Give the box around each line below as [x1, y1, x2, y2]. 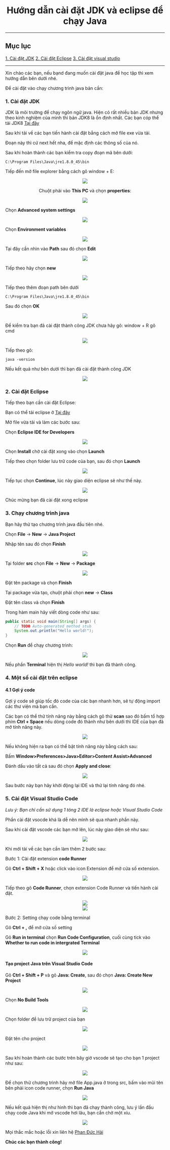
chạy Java [63, 15, 107, 27]
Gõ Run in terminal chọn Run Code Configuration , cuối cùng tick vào [5, 934, 151, 940]
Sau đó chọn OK [5, 303, 39, 309]
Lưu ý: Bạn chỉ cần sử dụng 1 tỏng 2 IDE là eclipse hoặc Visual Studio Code [5, 806, 163, 813]
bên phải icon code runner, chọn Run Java [5, 1085, 94, 1091]
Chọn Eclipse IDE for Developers [5, 429, 75, 435]
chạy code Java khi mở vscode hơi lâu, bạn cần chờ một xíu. [5, 1109, 132, 1115]
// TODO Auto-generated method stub [14, 624, 92, 629]
